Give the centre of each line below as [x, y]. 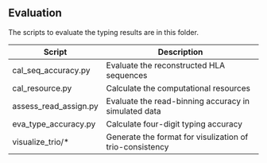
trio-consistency [137, 146]
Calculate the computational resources [178, 88]
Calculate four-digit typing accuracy [174, 124]
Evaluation [35, 13]
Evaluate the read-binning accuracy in [178, 101]
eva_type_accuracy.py [54, 124]
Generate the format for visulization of [177, 137]
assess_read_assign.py [56, 106]
